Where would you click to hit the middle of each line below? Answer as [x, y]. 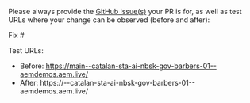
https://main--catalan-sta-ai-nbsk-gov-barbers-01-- [131, 66]
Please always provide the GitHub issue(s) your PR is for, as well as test [125, 11]
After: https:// [42, 83]
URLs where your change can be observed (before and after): [109, 20]
